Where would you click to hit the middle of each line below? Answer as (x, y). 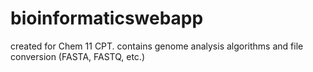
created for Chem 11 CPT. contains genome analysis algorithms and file (157, 46)
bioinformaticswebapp (107, 18)
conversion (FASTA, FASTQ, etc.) (78, 56)
